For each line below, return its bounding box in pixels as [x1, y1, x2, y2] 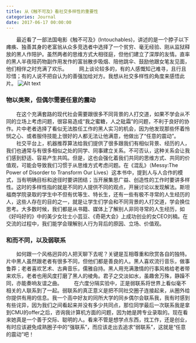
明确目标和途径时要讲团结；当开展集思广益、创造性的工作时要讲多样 [26, 176, 190, 183]
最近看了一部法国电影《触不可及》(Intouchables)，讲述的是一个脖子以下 [16, 36, 190, 43]
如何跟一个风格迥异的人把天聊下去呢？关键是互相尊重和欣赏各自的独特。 [16, 250, 190, 257]
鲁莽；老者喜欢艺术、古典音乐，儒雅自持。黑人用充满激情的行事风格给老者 [6, 265, 185, 272]
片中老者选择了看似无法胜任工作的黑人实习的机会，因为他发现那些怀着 [16, 125, 185, 132]
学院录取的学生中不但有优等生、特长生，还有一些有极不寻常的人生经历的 [16, 190, 190, 198]
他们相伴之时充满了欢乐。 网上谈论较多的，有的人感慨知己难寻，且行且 [6, 65, 187, 72]
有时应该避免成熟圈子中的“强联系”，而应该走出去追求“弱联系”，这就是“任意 [6, 323, 186, 330]
